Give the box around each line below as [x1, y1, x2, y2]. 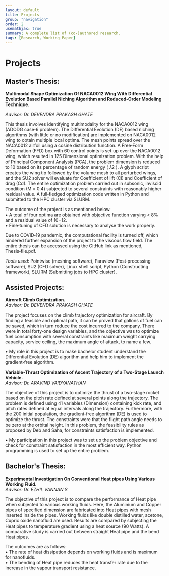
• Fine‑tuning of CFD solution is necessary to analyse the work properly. [5, 222, 155, 228]
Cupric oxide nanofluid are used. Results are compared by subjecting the [5, 517, 157, 523]
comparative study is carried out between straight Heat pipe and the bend [5, 528, 159, 534]
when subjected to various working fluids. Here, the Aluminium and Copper [5, 501, 162, 507]
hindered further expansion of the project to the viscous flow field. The [5, 237, 153, 243]
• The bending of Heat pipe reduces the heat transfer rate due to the [5, 559, 148, 565]
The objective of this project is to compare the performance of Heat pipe [5, 496, 156, 502]
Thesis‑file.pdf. [5, 248, 37, 254]
